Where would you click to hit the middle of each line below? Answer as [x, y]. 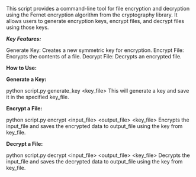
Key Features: [24, 39]
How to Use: [22, 68]
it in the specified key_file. [38, 97]
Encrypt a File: [24, 108]
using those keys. [28, 27]
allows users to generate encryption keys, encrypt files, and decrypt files [95, 21]
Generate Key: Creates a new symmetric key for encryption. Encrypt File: [95, 50]
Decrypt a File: [25, 144]
